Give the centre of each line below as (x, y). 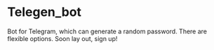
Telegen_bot (45, 12)
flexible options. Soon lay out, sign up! (62, 38)
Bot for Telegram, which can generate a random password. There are (107, 31)
